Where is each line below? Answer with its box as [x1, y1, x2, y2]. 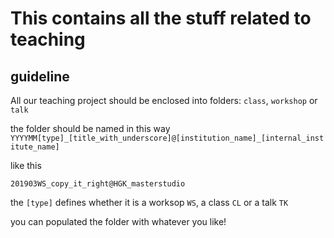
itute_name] [10, 142, 60, 152]
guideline [10, 68, 70, 85]
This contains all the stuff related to [10, 7, 312, 30]
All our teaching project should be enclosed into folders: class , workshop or [10, 95, 318, 106]
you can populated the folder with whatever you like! [10, 216, 227, 227]
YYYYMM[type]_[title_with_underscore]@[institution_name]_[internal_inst [10, 133, 325, 143]
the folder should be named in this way [10, 123, 171, 134]
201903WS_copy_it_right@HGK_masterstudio [10, 179, 186, 189]
